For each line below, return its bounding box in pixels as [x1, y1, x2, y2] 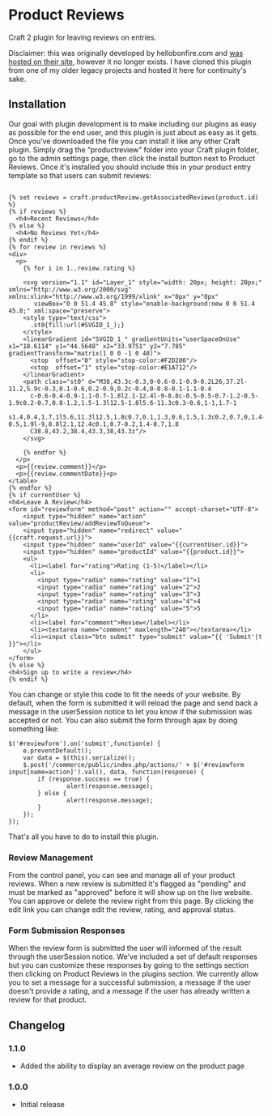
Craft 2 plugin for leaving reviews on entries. [8, 32, 157, 42]
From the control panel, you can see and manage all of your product [8, 871, 236, 880]
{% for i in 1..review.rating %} [23, 264, 136, 272]
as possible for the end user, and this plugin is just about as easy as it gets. [8, 127, 259, 137]
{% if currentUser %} [8, 491, 82, 499]
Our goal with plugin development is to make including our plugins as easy [8, 119, 257, 129]
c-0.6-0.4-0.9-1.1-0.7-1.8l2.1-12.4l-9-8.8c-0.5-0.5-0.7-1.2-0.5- [29, 391, 259, 400]
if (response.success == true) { [37, 775, 151, 783]
